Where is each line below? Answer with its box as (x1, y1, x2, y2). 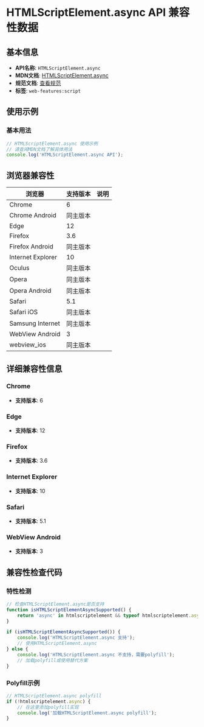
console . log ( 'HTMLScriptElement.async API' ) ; (6, 152, 123, 158)
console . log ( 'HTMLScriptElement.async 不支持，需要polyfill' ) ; (17, 651, 175, 658)
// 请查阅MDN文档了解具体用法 (6, 146, 73, 152)
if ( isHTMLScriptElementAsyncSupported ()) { (6, 629, 121, 635)
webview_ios (9, 340, 47, 349)
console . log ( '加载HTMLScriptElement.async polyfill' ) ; (17, 710, 157, 716)
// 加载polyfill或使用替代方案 (17, 657, 88, 664)
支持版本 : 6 (15, 396, 44, 404)
